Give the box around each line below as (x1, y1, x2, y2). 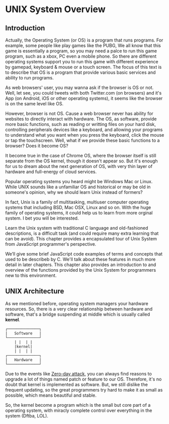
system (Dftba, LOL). (5, 412, 48, 418)
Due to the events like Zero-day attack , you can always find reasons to (5, 370, 152, 376)
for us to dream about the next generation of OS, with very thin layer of (5, 163, 153, 169)
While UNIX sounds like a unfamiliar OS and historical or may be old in (5, 184, 151, 190)
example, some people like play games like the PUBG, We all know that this (5, 43, 161, 49)
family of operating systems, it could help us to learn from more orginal (5, 210, 153, 216)
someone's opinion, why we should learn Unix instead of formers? (5, 189, 143, 195)
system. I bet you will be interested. (5, 215, 79, 221)
